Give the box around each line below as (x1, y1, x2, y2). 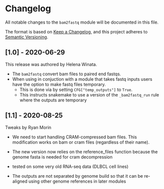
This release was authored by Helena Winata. (5, 61, 98, 67)
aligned (12, 178, 28, 184)
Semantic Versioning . (5, 34, 48, 40)
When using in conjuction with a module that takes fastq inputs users (12, 76, 153, 82)
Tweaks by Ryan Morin (5, 124, 52, 130)
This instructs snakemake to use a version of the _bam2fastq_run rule (19, 92, 159, 97)
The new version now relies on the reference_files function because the (12, 149, 158, 155)
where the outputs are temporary (19, 97, 87, 103)
